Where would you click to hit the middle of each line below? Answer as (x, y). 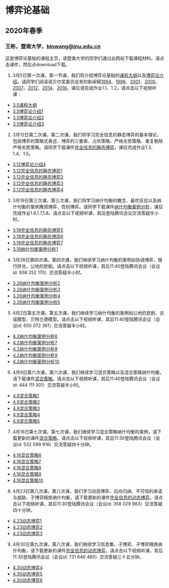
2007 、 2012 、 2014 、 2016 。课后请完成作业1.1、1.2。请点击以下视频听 (84, 88)
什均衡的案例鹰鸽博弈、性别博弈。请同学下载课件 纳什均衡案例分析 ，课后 (88, 207)
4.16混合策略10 (28, 480)
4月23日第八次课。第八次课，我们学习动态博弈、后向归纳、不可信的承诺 (88, 491)
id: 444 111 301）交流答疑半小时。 (47, 385)
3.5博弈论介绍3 (28, 124)
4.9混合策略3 (26, 408)
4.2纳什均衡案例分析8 (35, 349)
